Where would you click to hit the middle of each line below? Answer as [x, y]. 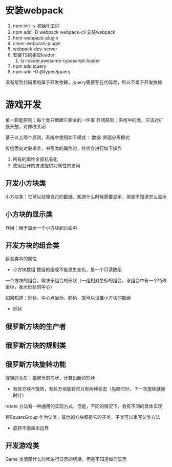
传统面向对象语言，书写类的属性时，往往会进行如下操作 [63, 148]
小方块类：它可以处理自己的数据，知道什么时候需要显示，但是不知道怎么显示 [86, 197]
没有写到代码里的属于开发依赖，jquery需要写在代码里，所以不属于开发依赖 [84, 82]
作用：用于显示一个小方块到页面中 [41, 228]
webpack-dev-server [35, 49]
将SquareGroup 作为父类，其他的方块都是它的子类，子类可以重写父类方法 [83, 417]
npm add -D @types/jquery [41, 71]
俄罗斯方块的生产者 [36, 326]
